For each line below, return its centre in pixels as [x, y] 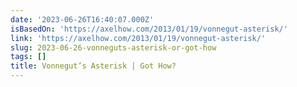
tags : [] [28, 57]
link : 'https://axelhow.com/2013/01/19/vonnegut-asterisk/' [138, 38]
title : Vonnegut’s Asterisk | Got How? [93, 66]
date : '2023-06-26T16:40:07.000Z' [82, 19]
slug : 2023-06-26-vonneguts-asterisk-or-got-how [113, 47]
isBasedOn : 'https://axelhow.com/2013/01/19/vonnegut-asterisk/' [149, 29]
